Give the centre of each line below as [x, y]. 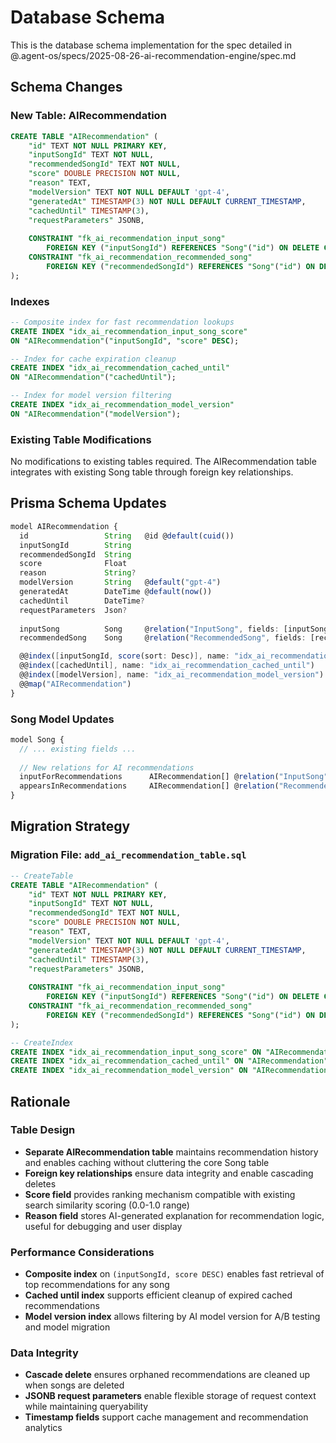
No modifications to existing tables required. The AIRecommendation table [163, 462]
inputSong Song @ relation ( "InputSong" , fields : [149, 629]
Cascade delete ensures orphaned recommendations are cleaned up [167, 1375]
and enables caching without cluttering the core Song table [147, 1162]
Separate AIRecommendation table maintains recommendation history [171, 1152]
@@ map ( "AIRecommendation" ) [75, 684]
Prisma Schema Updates [88, 503]
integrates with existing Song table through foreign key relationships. [152, 472]
